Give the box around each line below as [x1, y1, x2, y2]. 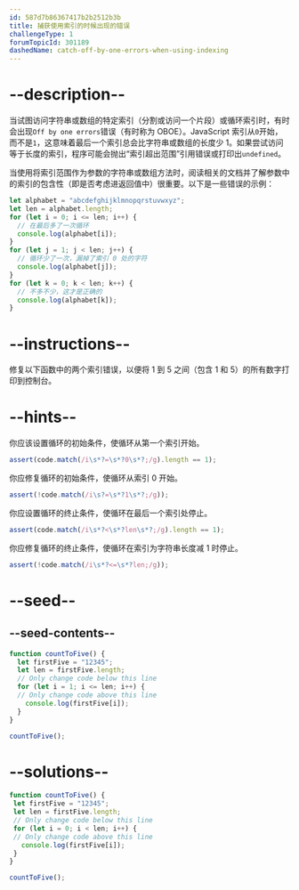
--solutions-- [9, 762, 109, 781]
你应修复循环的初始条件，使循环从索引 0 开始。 [9, 473, 182, 483]
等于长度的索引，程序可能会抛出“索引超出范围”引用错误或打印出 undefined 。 [9, 149, 287, 159]
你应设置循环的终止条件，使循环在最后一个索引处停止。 [9, 507, 212, 518]
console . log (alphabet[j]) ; [17, 263, 117, 271]
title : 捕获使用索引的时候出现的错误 [9, 21, 131, 30]
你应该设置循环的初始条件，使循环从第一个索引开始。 [9, 438, 205, 449]
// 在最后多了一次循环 [17, 221, 89, 230]
